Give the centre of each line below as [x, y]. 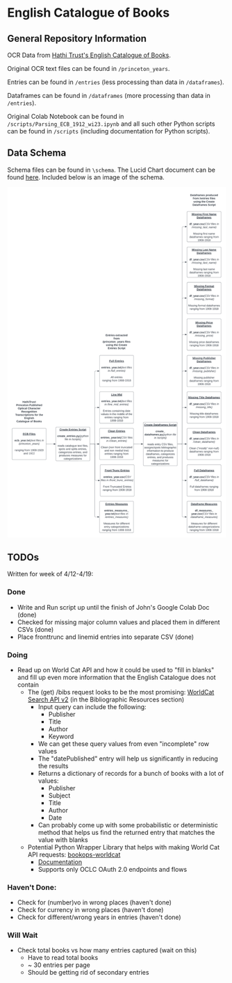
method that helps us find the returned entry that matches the [126, 832]
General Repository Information [77, 39]
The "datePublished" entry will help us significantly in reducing [128, 758]
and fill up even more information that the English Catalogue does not [117, 677]
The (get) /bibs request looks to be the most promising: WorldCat [121, 692]
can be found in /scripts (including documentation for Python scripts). [109, 131]
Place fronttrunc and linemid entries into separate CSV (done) [106, 637]
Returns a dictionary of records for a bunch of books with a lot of [131, 773]
